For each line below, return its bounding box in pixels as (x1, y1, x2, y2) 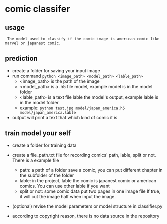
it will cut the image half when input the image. (19, 193, 116, 199)
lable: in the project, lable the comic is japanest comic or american (19, 177, 156, 183)
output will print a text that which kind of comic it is (12, 114, 118, 120)
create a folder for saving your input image (12, 67, 101, 73)
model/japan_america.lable (19, 110, 76, 115)
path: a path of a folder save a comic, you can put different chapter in (19, 167, 163, 173)
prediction (5, 54, 38, 63)
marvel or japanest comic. (5, 41, 61, 46)
